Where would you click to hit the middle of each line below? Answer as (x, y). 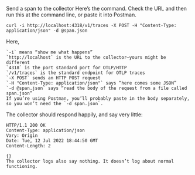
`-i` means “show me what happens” (49, 52)
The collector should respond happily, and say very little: (74, 115)
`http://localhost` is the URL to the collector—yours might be (86, 58)
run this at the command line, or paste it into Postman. (71, 15)
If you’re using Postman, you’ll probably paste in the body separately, (98, 99)
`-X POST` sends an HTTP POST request (53, 78)
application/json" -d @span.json (47, 31)
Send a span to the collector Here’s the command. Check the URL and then (97, 9)
